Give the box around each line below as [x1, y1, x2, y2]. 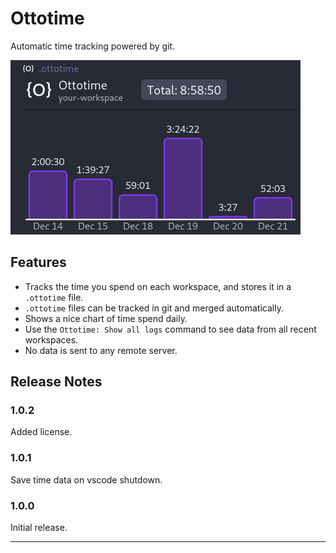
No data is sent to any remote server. [24, 344, 178, 356]
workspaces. [24, 333, 79, 346]
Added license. [10, 426, 73, 438]
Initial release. [10, 522, 68, 534]
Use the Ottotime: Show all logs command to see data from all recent [24, 323, 317, 335]
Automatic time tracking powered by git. [10, 40, 176, 52]
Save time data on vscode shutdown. [10, 473, 163, 486]
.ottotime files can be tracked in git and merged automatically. [24, 302, 284, 314]
